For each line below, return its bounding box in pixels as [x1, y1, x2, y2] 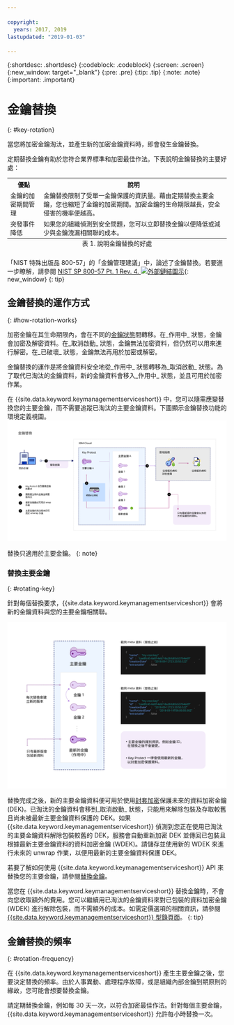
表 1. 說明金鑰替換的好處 [81, 239, 153, 248]
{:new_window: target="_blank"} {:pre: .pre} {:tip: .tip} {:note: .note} [7, 68, 201, 77]
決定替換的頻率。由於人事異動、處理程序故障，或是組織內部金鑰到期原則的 [13, 978, 227, 986]
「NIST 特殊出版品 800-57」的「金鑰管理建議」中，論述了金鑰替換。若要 [7, 259, 217, 267]
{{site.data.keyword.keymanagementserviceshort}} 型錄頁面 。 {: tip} [7, 913, 204, 922]
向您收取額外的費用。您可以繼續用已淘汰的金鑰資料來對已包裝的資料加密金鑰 [7, 896, 227, 904]
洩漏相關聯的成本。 [68, 229, 123, 237]
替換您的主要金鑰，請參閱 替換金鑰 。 [7, 872, 111, 881]
